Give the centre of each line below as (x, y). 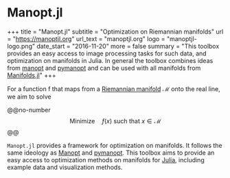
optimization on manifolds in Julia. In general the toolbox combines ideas (110, 60)
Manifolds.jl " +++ (32, 75)
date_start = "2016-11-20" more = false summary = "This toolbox (128, 46)
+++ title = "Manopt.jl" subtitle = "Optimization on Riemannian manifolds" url (115, 31)
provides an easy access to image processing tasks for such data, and (107, 53)
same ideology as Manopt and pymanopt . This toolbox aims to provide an (111, 153)
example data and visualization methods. (65, 167)
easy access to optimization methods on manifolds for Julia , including (106, 160)
